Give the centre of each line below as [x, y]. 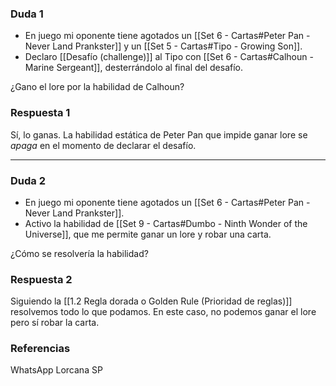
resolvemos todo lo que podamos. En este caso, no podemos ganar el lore [163, 312]
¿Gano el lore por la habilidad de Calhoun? [97, 87]
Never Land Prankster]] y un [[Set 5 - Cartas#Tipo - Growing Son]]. [163, 46]
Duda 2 [28, 180]
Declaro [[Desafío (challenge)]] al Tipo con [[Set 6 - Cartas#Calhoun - [169, 57]
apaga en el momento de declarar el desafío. [103, 145]
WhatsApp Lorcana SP [56, 370]
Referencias [40, 349]
